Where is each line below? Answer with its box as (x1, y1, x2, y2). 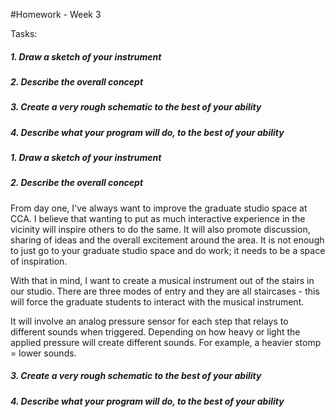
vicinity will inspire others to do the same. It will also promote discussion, (10, 223, 311, 235)
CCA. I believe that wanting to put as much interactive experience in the (10, 212, 306, 224)
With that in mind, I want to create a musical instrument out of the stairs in (10, 274, 315, 286)
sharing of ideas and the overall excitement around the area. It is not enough (10, 234, 325, 246)
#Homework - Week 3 (10, 9, 102, 20)
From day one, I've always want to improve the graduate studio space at (10, 202, 308, 214)
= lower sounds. (10, 347, 77, 359)
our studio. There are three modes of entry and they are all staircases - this (10, 285, 320, 297)
